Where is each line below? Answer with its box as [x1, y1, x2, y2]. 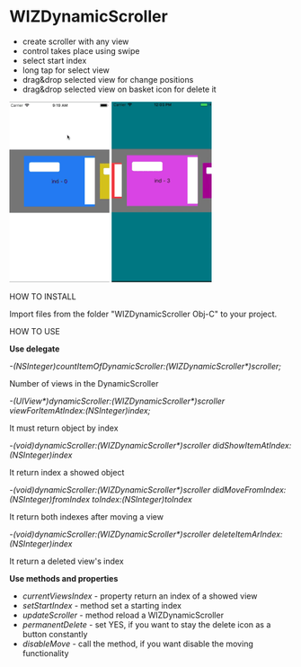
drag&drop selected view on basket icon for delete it [22, 84, 217, 94]
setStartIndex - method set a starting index [22, 600, 182, 610]
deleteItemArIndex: [212, 529, 283, 539]
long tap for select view [22, 65, 111, 76]
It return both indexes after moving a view [9, 511, 164, 522]
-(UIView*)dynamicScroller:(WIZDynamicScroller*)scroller [9, 396, 226, 406]
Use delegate [9, 343, 60, 354]
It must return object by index [9, 422, 119, 433]
